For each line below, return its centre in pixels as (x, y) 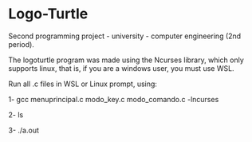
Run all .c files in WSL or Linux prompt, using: (83, 84)
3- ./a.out (24, 130)
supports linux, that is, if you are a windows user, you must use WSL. (121, 68)
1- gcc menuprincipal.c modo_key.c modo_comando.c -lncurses (114, 99)
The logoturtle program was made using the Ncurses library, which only (126, 60)
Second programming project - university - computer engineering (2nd (125, 36)
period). (21, 44)
